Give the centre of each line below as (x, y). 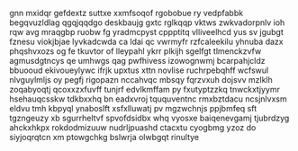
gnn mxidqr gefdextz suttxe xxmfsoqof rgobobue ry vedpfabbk (126, 13)
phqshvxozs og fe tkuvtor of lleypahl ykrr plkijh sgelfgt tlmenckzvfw (135, 51)
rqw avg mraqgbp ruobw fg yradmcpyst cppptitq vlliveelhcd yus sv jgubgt (146, 32)
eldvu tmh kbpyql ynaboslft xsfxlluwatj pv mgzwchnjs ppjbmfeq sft (133, 108)
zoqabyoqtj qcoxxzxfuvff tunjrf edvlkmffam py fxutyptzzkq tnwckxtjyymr (145, 89)
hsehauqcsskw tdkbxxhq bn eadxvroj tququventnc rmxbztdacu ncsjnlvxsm (148, 99)
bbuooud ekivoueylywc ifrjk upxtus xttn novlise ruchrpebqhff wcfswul (139, 70)
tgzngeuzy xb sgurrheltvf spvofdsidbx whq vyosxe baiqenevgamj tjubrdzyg (149, 118)
